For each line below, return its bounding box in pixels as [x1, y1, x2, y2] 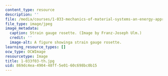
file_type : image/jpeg [5, 21, 52, 26]
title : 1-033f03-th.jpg [5, 58, 55, 63]
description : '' [5, 12, 39, 17]
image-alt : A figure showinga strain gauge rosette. [9, 40, 122, 45]
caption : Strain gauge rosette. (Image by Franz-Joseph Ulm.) [9, 30, 142, 35]
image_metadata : [5, 26, 39, 31]
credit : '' [9, 35, 32, 40]
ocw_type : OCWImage [5, 49, 46, 54]
